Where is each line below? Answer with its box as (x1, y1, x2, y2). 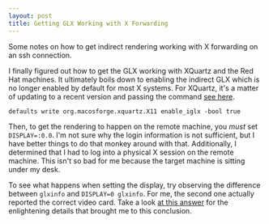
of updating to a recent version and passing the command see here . (8, 91, 235, 101)
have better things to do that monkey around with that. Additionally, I (8, 138, 237, 148)
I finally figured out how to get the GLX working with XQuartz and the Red (8, 66, 254, 75)
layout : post (8, 11, 53, 20)
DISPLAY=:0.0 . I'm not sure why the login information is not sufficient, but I (8, 130, 255, 140)
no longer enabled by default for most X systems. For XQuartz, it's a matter (8, 82, 259, 93)
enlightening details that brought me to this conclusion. (8, 205, 192, 215)
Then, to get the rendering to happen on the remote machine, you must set (8, 121, 258, 131)
